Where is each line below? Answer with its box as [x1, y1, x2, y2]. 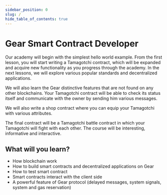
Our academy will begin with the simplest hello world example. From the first [5, 54, 163, 60]
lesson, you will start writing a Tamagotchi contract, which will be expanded [5, 60, 161, 65]
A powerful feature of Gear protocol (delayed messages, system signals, [12, 179, 162, 185]
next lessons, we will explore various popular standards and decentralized [5, 70, 158, 76]
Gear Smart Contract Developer [5, 38, 139, 49]
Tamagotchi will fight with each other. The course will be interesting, [5, 125, 146, 131]
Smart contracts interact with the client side [12, 174, 102, 180]
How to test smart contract [12, 169, 68, 175]
